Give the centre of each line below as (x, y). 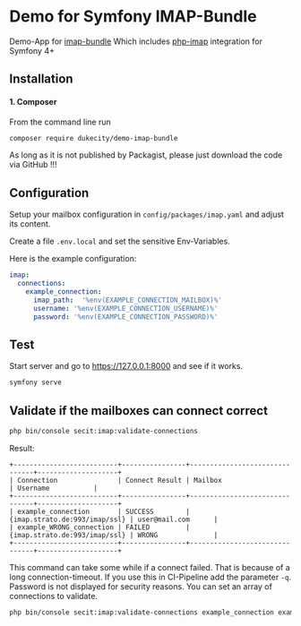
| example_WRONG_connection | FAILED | (100, 527)
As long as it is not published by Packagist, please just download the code (146, 155)
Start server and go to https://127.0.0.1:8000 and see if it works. (126, 366)
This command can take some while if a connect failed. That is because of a (150, 567)
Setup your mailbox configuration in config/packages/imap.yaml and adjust (147, 214)
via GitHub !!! (33, 165)
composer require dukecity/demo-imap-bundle (94, 138)
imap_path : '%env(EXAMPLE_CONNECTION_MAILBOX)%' (127, 300)
